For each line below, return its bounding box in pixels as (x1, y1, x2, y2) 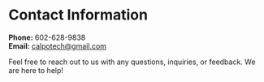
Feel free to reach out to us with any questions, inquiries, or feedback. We (8, 57, 256, 67)
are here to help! (8, 65, 63, 75)
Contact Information (8, 6, 149, 24)
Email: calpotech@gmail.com (8, 41, 107, 50)
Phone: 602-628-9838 (8, 32, 86, 42)
